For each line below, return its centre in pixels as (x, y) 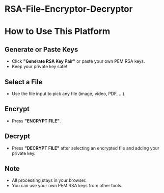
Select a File (24, 82)
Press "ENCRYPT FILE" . (36, 121)
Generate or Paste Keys (41, 49)
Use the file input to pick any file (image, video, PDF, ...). (68, 94)
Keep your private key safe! (39, 67)
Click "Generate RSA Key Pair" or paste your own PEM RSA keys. (78, 61)
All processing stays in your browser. (49, 180)
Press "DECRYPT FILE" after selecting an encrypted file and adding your (85, 148)
